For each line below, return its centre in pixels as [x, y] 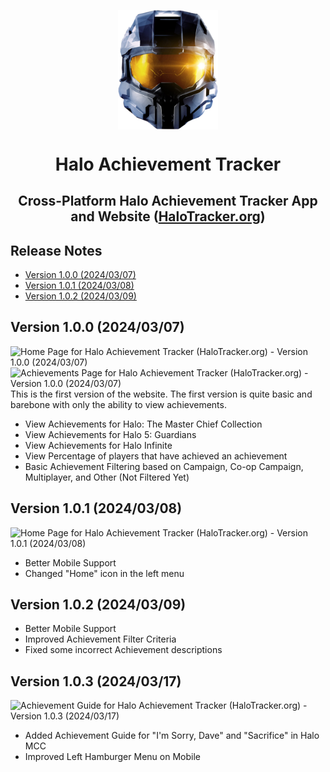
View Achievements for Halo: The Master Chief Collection [143, 424]
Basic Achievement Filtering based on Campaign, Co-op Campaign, [164, 466]
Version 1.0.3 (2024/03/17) [96, 681]
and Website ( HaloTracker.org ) [168, 216]
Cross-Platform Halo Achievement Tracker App [168, 201]
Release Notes [56, 250]
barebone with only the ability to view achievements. [118, 404]
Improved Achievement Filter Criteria [100, 639]
